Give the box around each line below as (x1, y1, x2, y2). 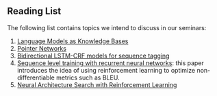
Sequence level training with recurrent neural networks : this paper (16, 58, 204, 67)
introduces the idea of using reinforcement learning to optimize (16, 66, 196, 74)
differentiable (16, 73, 55, 82)
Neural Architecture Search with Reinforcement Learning (16, 80, 177, 88)
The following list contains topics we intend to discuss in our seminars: (7, 23, 207, 32)
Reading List (7, 5, 62, 17)
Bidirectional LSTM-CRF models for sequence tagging (16, 51, 170, 60)
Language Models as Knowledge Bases (16, 37, 129, 45)
